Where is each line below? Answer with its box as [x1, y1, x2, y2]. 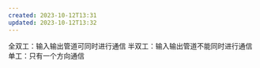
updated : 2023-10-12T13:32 [8, 19, 97, 27]
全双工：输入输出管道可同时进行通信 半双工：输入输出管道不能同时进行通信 [8, 41, 253, 51]
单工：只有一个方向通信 [8, 51, 85, 60]
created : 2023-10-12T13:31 [8, 11, 97, 20]
